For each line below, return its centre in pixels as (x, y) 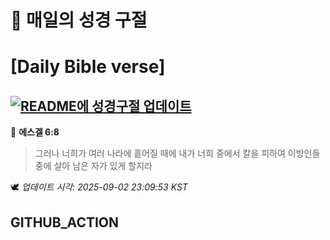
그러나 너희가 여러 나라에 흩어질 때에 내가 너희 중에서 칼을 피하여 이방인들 (177, 153)
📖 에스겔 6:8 (35, 132)
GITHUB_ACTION (65, 222)
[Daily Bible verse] (88, 67)
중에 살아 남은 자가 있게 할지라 (93, 166)
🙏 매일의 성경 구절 (79, 20)
